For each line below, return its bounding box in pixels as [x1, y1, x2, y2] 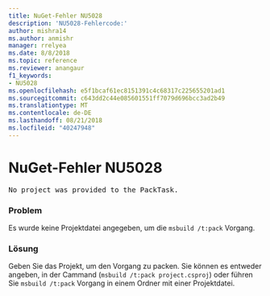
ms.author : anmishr [8, 34, 74, 43]
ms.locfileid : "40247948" [8, 124, 95, 132]
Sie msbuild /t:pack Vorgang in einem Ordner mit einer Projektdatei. [8, 278, 235, 288]
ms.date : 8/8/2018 [8, 49, 70, 57]
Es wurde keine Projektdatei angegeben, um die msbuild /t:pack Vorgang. [8, 223, 255, 232]
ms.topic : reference [8, 57, 78, 65]
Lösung [8, 243, 39, 254]
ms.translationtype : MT [8, 101, 89, 109]
